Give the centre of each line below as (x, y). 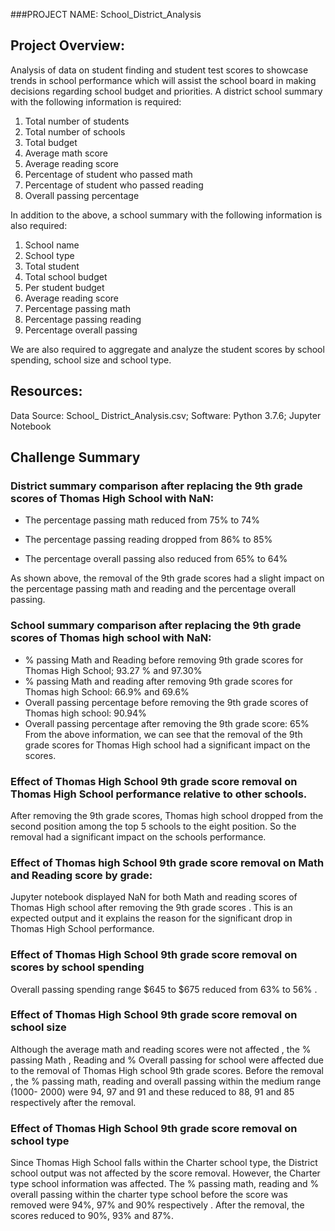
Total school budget (66, 276)
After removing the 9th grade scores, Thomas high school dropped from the (167, 815)
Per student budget (64, 287)
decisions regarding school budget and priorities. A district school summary (166, 91)
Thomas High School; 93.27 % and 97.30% (113, 670)
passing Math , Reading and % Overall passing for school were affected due (167, 1060)
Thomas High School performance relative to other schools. (159, 794)
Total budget (51, 142)
